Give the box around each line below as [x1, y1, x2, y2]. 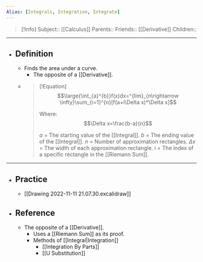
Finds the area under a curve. [24, 65, 98, 72]
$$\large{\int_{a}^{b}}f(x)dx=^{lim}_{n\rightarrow [57, 92, 179, 100]
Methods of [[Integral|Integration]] [33, 237, 119, 244]
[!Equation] [39, 83, 67, 90]
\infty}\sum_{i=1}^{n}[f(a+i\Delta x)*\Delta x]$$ [59, 99, 177, 106]
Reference [14, 208, 56, 218]
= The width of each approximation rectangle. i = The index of [39, 145, 194, 152]
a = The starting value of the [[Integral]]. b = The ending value [39, 131, 195, 139]
